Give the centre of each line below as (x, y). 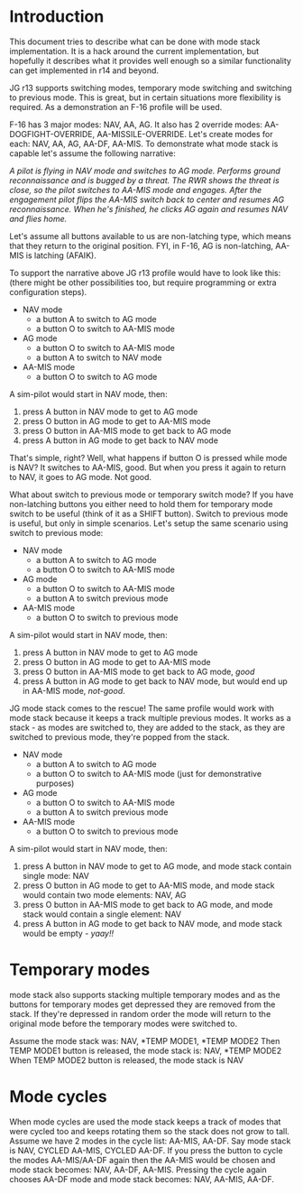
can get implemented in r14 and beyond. (84, 70)
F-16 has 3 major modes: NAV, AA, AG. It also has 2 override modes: (136, 125)
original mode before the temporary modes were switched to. (123, 1023)
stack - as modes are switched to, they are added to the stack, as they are (147, 727)
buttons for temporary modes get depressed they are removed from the (142, 1004)
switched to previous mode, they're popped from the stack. (119, 736)
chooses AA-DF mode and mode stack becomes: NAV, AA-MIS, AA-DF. (142, 1179)
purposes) (55, 783)
